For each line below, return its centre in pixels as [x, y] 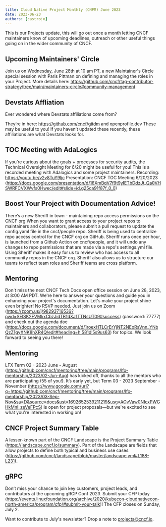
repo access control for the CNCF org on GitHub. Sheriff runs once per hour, [83, 237]
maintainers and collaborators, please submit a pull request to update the [80, 226]
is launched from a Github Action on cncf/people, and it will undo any [76, 242]
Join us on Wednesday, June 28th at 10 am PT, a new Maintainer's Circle [80, 71]
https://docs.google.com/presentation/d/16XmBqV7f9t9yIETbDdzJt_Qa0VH [84, 183]
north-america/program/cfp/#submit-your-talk [53, 504]
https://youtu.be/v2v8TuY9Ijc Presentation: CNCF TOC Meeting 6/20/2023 [82, 177]
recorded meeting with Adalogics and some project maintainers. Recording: [82, 172]
